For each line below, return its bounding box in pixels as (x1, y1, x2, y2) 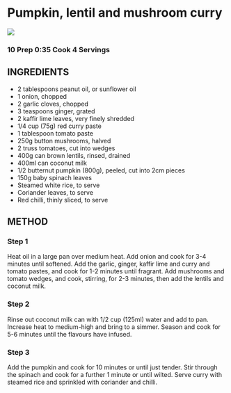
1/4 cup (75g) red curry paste (17, 122, 102, 130)
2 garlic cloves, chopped (17, 99, 89, 108)
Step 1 (7, 236, 29, 246)
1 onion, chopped (17, 92, 67, 100)
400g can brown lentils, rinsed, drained (17, 151, 131, 159)
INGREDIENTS (7, 66, 70, 78)
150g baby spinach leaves (17, 173, 93, 182)
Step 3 (7, 347, 30, 357)
